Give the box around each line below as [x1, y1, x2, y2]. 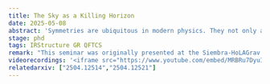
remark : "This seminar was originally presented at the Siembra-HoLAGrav [8, 49, 261, 57]
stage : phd [8, 34, 45, 42]
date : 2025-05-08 [8, 19, 67, 27]
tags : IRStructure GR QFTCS [8, 42, 103, 50]
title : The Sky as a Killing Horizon [8, 11, 135, 20]
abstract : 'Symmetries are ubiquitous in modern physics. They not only [8, 26, 257, 34]
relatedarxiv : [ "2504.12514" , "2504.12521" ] [8, 64, 157, 72]
